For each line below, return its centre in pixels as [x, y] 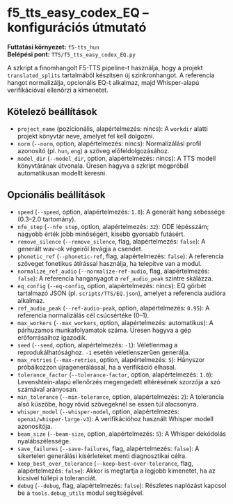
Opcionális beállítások [56, 195]
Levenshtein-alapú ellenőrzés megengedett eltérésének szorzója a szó [119, 381]
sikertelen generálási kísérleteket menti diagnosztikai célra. [102, 456]
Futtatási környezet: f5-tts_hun [53, 47]
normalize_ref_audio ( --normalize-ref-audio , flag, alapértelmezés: [113, 271]
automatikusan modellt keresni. [62, 173]
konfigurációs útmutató [77, 27]
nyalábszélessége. [44, 441]
